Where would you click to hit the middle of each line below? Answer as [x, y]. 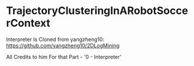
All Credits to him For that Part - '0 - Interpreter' [64, 57]
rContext [28, 23]
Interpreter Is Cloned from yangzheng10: [55, 39]
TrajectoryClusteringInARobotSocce [97, 11]
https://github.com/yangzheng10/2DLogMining [63, 46]
